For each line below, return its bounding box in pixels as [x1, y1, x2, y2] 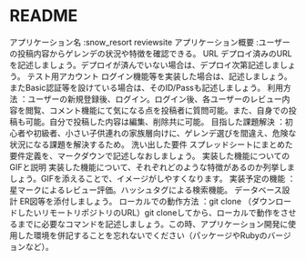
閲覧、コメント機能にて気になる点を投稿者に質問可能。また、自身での [25, 105, 289, 115]
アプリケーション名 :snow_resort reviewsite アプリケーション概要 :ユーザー [9, 36, 291, 47]
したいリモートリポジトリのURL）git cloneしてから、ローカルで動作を [16, 206, 280, 218]
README [9, 5, 78, 26]
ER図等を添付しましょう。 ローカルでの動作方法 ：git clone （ [19, 195, 252, 206]
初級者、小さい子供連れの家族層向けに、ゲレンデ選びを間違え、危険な [33, 127, 297, 138]
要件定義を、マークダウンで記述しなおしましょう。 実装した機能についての [9, 150, 291, 161]
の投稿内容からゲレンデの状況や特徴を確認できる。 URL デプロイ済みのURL [9, 47, 293, 59]
